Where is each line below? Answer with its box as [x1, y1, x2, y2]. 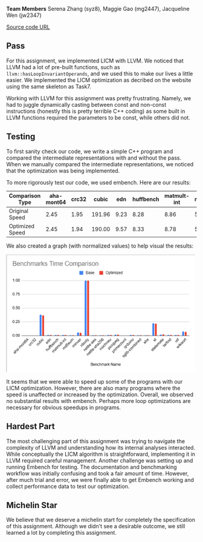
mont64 [45, 198, 66, 206]
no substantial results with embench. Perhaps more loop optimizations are [6, 397, 191, 404]
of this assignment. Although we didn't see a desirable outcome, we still [6, 523, 185, 530]
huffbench [132, 195, 159, 203]
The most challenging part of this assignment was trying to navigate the [6, 437, 185, 445]
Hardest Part [6, 421, 56, 432]
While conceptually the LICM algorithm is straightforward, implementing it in [6, 450, 195, 458]
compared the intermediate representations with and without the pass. [6, 154, 182, 161]
